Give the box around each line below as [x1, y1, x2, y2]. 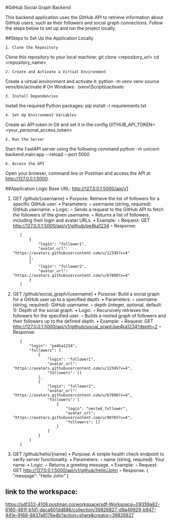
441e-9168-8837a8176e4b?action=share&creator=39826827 [5, 512, 134, 518]
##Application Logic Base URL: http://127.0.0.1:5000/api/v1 [5, 185, 129, 192]
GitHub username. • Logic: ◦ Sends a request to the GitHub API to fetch [12, 206, 164, 212]
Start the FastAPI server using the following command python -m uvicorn [5, 146, 160, 152]
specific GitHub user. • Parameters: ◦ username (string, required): [12, 201, 152, 207]
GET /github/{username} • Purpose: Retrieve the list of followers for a [12, 196, 160, 201]
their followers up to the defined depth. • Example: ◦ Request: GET [12, 318, 154, 324]
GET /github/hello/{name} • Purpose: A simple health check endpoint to [12, 451, 164, 457]
